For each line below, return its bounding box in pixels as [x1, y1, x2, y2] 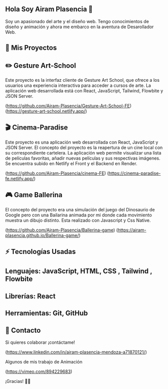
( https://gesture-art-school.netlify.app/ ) [5, 108, 87, 114]
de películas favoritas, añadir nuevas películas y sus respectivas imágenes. [5, 155, 160, 161]
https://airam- [117, 227, 146, 233]
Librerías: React [5, 292, 56, 300]
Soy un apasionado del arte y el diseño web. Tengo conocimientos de [5, 18, 149, 24]
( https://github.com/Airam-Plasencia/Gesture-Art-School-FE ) [5, 103, 132, 109]
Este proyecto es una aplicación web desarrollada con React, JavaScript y [5, 139, 158, 145]
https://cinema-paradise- [108, 170, 161, 176]
